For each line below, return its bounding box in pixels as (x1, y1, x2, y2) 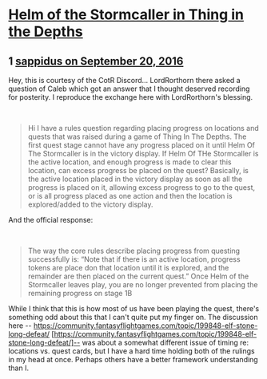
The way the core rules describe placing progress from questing (27, 246, 241, 255)
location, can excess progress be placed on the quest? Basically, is (27, 166, 249, 175)
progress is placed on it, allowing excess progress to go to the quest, (27, 183, 256, 192)
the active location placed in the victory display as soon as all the (27, 174, 243, 184)
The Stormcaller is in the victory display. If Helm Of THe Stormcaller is (27, 149, 259, 158)
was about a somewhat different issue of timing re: (82, 338, 249, 347)
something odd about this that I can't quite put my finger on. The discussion (8, 313, 258, 322)
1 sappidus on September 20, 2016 (8, 54, 184, 68)
